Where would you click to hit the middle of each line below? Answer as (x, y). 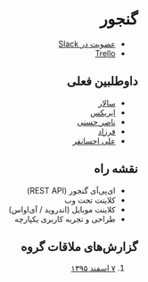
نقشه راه (116, 169)
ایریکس (103, 112)
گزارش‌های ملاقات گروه (79, 247)
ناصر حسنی (96, 121)
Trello (105, 53)
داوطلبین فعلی (102, 82)
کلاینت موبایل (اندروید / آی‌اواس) (62, 209)
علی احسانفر (94, 141)
